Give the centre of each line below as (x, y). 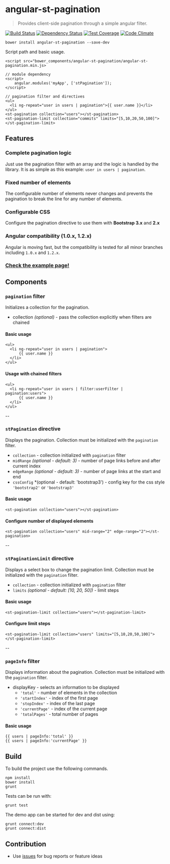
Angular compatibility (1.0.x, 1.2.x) (49, 236)
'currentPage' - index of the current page (64, 709)
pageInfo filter (23, 661)
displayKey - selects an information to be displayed (66, 687)
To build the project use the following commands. (57, 769)
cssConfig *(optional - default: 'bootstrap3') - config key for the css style (89, 482)
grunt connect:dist (26, 829)
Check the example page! (37, 266)
